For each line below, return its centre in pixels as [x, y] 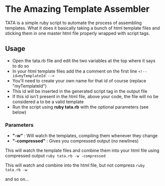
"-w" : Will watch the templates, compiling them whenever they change [85, 136]
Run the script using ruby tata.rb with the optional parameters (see [80, 107]
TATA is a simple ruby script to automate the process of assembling [73, 23]
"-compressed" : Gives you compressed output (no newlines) [75, 141]
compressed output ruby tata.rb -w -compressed [55, 156]
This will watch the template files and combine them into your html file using [82, 150]
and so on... [17, 179]
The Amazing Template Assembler [77, 9]
